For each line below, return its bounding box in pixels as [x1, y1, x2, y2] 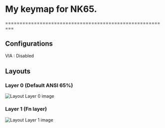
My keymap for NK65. [5, 3, 98, 15]
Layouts [5, 67, 31, 75]
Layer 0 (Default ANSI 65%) [5, 82, 73, 89]
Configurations [5, 40, 53, 48]
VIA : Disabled [5, 53, 34, 59]
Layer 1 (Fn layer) [5, 106, 47, 113]
